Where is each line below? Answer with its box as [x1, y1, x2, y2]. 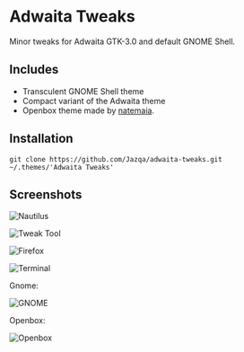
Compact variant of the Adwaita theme [22, 95, 166, 106]
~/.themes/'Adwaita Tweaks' [9, 163, 115, 172]
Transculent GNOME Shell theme [22, 85, 144, 96]
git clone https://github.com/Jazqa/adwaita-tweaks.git [9, 154, 222, 163]
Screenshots [9, 187, 83, 202]
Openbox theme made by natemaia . [22, 105, 155, 116]
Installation [9, 131, 74, 146]
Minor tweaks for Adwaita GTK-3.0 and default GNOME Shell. [9, 36, 236, 47]
